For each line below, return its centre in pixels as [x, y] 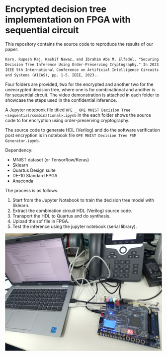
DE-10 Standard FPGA [35, 175]
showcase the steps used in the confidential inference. [61, 100]
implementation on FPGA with [68, 20]
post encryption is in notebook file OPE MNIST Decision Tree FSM [71, 135]
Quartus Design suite [34, 170]
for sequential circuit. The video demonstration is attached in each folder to [83, 95]
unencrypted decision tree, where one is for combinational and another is [80, 89]
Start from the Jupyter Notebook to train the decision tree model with [83, 200]
